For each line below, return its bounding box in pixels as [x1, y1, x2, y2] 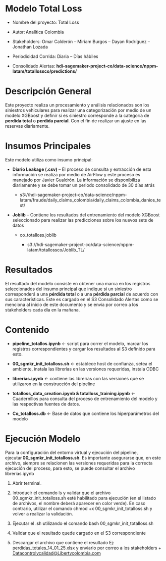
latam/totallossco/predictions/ [12, 68, 77, 74]
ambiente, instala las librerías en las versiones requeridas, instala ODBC [12, 366, 159, 372]
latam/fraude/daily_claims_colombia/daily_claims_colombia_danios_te [19, 197, 161, 203]
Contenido [5, 324, 50, 335]
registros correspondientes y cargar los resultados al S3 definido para [12, 346, 156, 352]
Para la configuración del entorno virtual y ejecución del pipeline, [5, 449, 138, 456]
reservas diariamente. [5, 123, 50, 129]
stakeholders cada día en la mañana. [5, 306, 80, 312]
